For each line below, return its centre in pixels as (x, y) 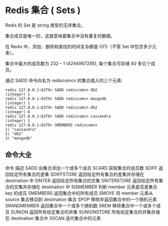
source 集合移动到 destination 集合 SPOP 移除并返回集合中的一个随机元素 (81, 199)
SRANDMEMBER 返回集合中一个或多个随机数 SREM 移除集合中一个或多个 (81, 205)
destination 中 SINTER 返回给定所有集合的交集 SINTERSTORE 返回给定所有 (82, 180)
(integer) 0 (18, 112)
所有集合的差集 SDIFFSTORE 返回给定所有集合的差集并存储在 (81, 174)
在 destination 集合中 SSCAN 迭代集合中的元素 (53, 218)
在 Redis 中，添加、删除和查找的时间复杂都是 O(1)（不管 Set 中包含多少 (79, 46)
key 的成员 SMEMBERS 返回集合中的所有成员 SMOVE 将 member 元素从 (79, 193)
